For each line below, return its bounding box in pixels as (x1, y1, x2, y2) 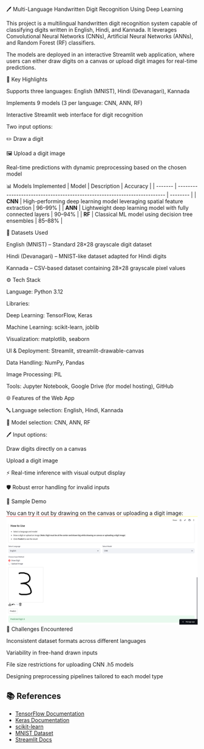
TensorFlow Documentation (15, 710, 85, 717)
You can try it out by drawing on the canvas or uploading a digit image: (6, 509, 183, 517)
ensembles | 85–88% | (6, 217, 63, 224)
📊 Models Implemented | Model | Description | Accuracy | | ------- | (6, 182, 177, 190)
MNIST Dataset (15, 729, 53, 737)
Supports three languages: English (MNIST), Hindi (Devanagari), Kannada (6, 88, 190, 95)
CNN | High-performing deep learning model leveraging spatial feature (6, 198, 183, 205)
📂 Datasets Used (6, 229, 49, 236)
